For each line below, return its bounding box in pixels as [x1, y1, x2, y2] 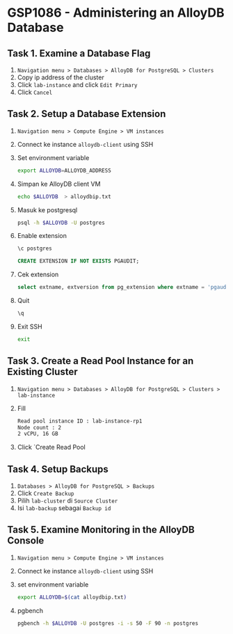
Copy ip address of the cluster [17, 73, 104, 81]
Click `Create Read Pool [17, 443, 86, 452]
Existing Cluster [7, 366, 78, 378]
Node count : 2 [17, 424, 62, 431]
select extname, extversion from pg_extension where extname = [17, 284, 205, 291]
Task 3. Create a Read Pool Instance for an [7, 355, 194, 367]
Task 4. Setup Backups [7, 463, 109, 475]
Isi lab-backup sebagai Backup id [17, 504, 111, 512]
